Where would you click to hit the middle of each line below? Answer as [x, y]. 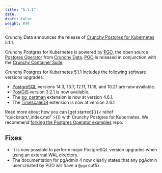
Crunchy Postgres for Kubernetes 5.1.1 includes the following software [76, 72]
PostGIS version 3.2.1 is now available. [51, 92]
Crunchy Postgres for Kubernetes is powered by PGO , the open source [77, 52]
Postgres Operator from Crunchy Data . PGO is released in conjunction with [81, 58]
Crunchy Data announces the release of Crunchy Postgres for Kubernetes [80, 37]
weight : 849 [17, 23]
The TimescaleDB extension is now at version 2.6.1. [64, 102]
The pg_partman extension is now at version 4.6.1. [63, 97]
